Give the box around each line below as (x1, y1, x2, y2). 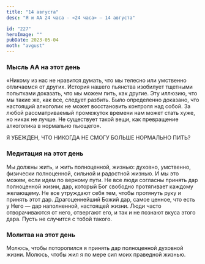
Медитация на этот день (6, 149, 84, 158)
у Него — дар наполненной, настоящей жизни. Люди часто (6, 202, 162, 210)
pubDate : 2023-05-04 (6, 37, 59, 43)
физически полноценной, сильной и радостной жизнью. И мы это (6, 169, 179, 177)
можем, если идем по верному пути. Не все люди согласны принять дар (6, 176, 198, 183)
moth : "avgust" (6, 43, 45, 49)
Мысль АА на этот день (6, 62, 81, 71)
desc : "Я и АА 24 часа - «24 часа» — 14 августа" (6, 15, 136, 21)
